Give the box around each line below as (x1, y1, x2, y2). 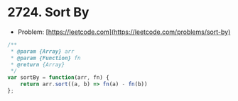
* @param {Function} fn (10, 54, 81, 61)
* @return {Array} (10, 61, 65, 68)
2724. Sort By (7, 4, 90, 20)
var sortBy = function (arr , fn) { (7, 74, 110, 81)
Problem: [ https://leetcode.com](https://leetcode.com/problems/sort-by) (17, 28, 231, 36)
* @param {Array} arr (10, 47, 75, 55)
